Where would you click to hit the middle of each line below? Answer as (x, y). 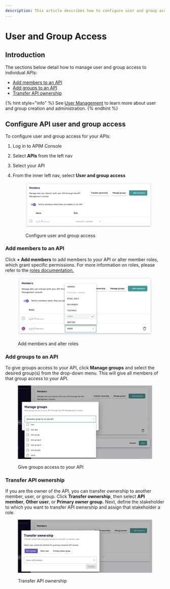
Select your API (29, 166)
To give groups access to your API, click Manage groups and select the (80, 367)
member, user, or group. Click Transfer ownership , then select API (75, 496)
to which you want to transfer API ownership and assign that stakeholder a (83, 507)
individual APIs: (21, 72)
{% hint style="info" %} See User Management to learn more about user (80, 103)
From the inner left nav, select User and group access (69, 176)
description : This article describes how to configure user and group (81, 11)
